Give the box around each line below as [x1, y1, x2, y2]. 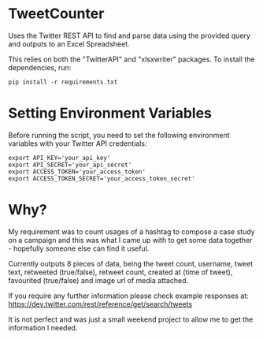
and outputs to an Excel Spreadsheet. [8, 39, 130, 48]
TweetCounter [8, 5, 105, 23]
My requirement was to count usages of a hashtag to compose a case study [8, 226, 255, 237]
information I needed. [8, 322, 78, 332]
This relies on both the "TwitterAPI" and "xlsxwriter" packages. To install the [8, 54, 255, 64]
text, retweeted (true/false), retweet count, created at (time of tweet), [8, 267, 233, 277]
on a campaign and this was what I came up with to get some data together [8, 235, 253, 244]
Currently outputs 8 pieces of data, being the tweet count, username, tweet [8, 259, 254, 268]
